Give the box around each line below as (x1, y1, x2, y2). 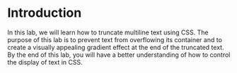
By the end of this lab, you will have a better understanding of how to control (7, 51, 231, 59)
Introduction (7, 5, 82, 21)
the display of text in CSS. (7, 58, 83, 66)
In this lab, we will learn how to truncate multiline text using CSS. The (7, 28, 209, 36)
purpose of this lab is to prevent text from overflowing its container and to (7, 35, 223, 44)
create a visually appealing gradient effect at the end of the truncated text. (7, 43, 224, 51)
